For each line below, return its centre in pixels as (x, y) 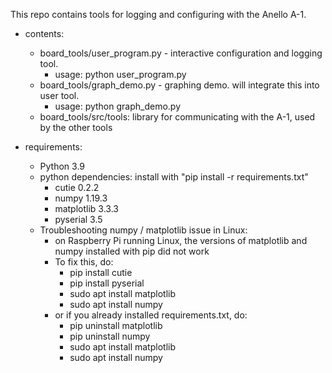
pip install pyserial (107, 283)
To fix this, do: (84, 262)
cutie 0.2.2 (77, 187)
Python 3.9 (62, 166)
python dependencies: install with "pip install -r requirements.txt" (174, 177)
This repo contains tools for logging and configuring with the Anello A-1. (158, 14)
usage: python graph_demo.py (118, 106)
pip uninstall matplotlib (116, 325)
